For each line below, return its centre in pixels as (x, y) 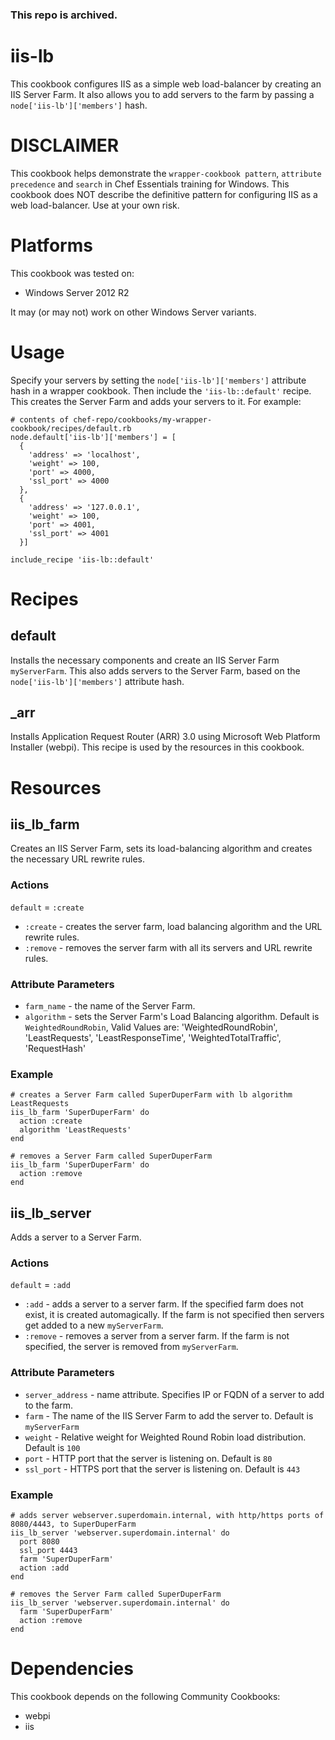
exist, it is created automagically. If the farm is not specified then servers (174, 1315)
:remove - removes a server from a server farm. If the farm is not (157, 1336)
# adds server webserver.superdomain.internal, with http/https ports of (167, 1516)
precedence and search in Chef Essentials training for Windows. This (150, 184)
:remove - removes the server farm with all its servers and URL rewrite (168, 947)
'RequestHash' (55, 1049)
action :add (44, 1568)
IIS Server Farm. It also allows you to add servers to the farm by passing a (162, 94)
